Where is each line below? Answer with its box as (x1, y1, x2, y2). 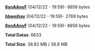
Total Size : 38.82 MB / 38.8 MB (5, 41, 68, 47)
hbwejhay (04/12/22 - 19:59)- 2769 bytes (5, 13, 88, 19)
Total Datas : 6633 (5, 32, 42, 38)
